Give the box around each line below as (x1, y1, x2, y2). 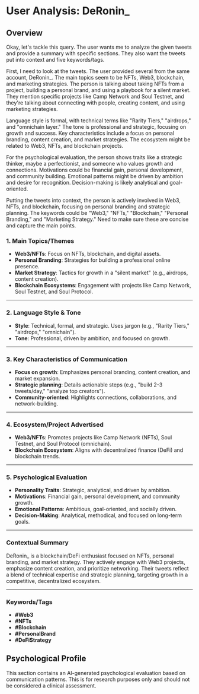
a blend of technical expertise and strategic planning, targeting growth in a (6, 571, 188, 578)
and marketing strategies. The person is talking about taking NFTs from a (6, 80, 185, 87)
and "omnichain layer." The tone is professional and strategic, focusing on (6, 123, 187, 130)
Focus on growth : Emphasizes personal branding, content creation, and (14, 368, 191, 375)
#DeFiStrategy (14, 636, 52, 644)
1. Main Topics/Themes (6, 236, 75, 245)
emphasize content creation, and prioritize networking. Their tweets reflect (6, 565, 190, 572)
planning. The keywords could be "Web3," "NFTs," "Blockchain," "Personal (6, 210, 188, 216)
